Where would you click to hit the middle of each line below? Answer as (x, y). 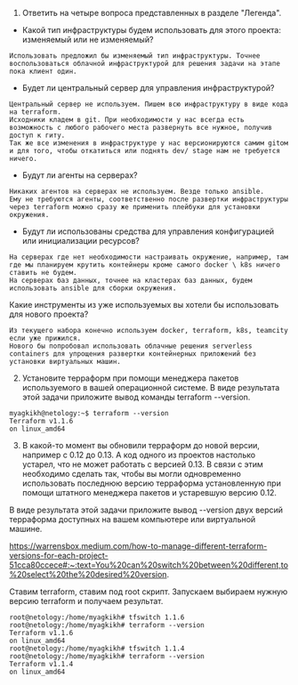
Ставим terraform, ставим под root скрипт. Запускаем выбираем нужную (149, 592)
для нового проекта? (49, 314)
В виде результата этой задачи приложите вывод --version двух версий (146, 510)
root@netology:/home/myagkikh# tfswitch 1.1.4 (97, 649)
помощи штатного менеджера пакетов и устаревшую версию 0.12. (149, 492)
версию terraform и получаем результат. (86, 601)
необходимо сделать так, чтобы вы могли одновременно (132, 474)
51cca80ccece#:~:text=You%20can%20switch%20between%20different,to (149, 565)
